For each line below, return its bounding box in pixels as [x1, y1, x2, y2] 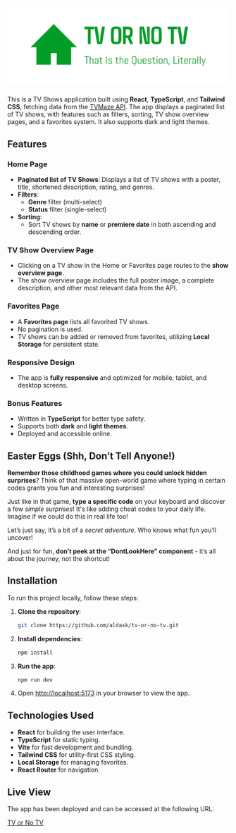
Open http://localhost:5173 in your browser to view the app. [17, 689, 190, 698]
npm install [17, 649, 53, 656]
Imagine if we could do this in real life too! [7, 512, 129, 520]
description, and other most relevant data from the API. [17, 284, 178, 292]
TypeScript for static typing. [17, 736, 101, 744]
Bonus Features [7, 398, 63, 408]
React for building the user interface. [17, 728, 125, 736]
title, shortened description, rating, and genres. [17, 183, 155, 191]
